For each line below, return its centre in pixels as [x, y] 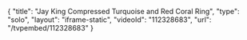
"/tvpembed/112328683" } [50, 28]
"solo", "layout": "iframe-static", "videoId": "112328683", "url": [110, 20]
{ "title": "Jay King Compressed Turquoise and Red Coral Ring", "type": [124, 11]
